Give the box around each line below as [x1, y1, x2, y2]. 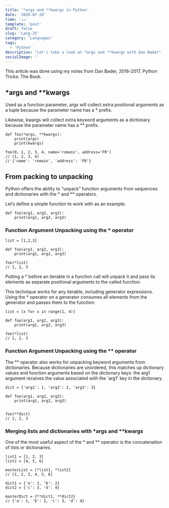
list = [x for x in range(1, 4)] [5, 309, 76, 314]
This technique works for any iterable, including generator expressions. [5, 289, 153, 295]
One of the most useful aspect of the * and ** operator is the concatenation [5, 439, 162, 445]
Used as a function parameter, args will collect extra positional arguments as [5, 102, 164, 108]
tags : [5, 40, 17, 45]
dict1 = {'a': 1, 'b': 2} [5, 481, 60, 486]
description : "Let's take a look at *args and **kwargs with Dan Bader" [5, 50, 161, 55]
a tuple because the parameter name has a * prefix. [5, 107, 112, 113]
